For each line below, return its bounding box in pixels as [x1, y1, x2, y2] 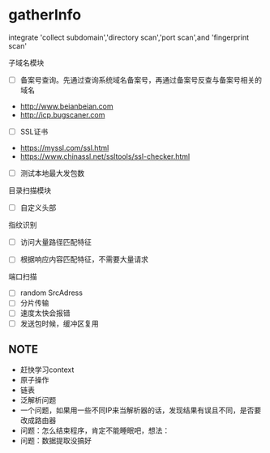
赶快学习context [19, 365, 75, 374]
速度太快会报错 [19, 308, 71, 318]
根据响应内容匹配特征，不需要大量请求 [19, 254, 148, 264]
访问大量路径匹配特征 [19, 237, 92, 247]
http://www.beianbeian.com [19, 101, 114, 111]
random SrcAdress [19, 288, 84, 297]
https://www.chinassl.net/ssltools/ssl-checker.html [19, 152, 191, 161]
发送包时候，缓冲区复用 [19, 318, 99, 328]
